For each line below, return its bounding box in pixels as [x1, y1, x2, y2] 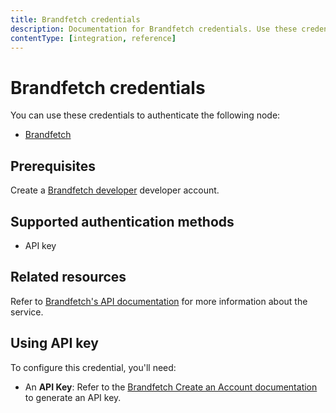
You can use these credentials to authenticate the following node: [10, 109, 281, 121]
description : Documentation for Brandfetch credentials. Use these [10, 24, 298, 34]
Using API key [10, 335, 99, 352]
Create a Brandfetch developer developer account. [10, 184, 220, 196]
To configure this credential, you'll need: [10, 361, 177, 373]
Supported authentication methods [10, 213, 235, 230]
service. [10, 306, 44, 318]
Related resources [10, 269, 127, 286]
